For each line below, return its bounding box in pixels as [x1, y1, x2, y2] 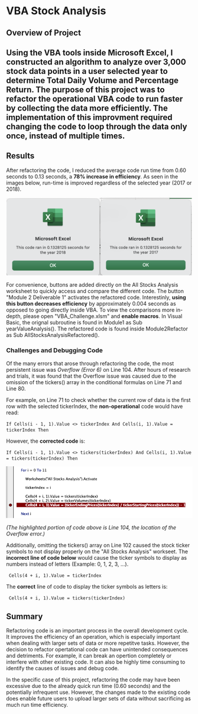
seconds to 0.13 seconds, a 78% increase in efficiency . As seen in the [6, 173, 178, 180]
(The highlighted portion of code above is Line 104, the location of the [6, 524, 176, 531]
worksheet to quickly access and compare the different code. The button [6, 288, 184, 295]
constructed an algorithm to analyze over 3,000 [6, 57, 186, 67]
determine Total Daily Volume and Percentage [6, 75, 179, 85]
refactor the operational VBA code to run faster [6, 93, 183, 104]
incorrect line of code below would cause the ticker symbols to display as [6, 554, 187, 562]
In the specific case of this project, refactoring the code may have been [6, 676, 180, 683]
